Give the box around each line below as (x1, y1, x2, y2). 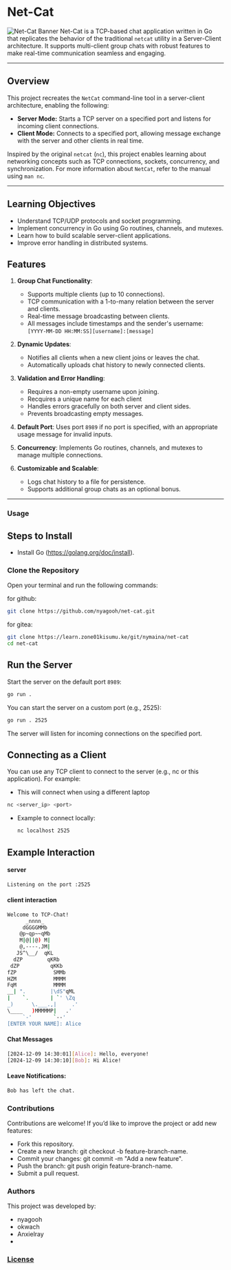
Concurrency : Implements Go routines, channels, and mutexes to (16, 444, 203, 452)
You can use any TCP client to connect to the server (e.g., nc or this (7, 767, 199, 776)
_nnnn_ (25, 917, 45, 924)
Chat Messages (7, 1035, 53, 1044)
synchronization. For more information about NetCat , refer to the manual (7, 164, 211, 172)
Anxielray (16, 1230, 45, 1238)
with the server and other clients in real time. (16, 136, 144, 145)
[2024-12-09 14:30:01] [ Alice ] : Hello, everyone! (7, 1050, 149, 1058)
